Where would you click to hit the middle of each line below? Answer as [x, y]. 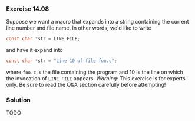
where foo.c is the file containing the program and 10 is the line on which [95, 72]
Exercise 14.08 [28, 9]
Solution [19, 100]
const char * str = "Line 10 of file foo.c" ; [62, 61]
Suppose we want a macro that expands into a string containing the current [98, 22]
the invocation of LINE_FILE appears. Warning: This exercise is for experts [96, 79]
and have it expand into [34, 50]
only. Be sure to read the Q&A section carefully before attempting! [86, 85]
